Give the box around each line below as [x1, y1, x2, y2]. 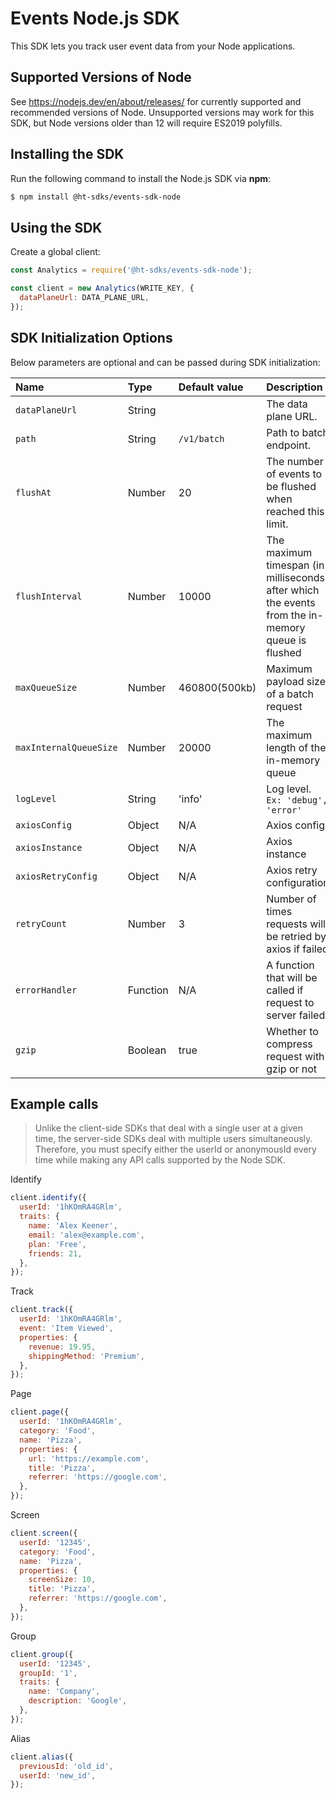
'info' [178, 792, 203, 806]
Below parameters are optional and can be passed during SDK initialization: [10, 356, 321, 368]
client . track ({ [10, 1305, 74, 1315]
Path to [266, 425, 300, 439]
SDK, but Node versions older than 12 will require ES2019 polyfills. [10, 117, 283, 129]
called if [266, 983, 304, 997]
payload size [266, 674, 326, 688]
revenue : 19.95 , [28, 1342, 97, 1352]
